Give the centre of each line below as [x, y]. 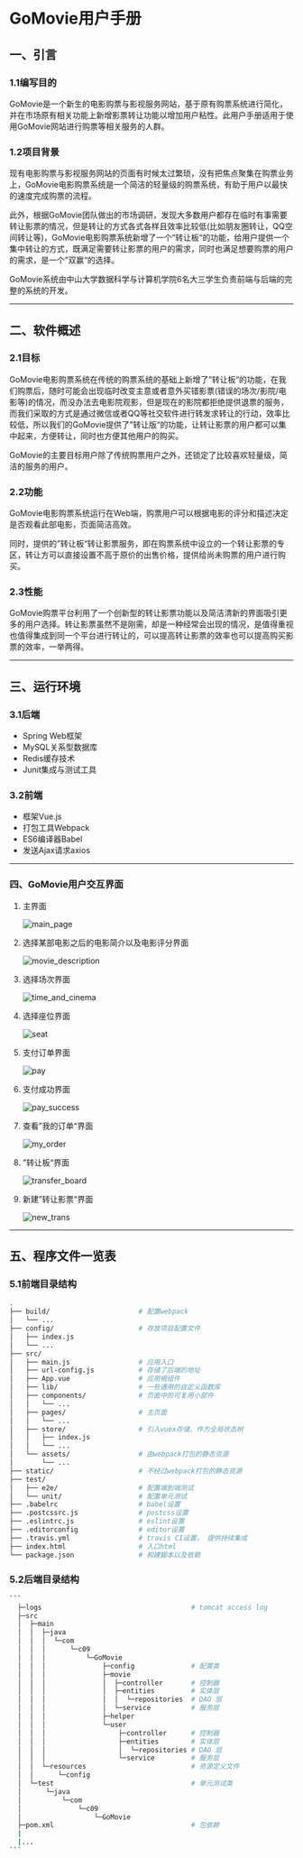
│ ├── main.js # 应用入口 [92, 1362]
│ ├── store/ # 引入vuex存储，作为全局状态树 [126, 1429]
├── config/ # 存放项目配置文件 [105, 1329]
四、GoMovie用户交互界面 [67, 885]
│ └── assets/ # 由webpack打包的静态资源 [119, 1454]
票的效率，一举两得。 [49, 647]
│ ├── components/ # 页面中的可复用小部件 [112, 1396]
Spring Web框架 [52, 736]
